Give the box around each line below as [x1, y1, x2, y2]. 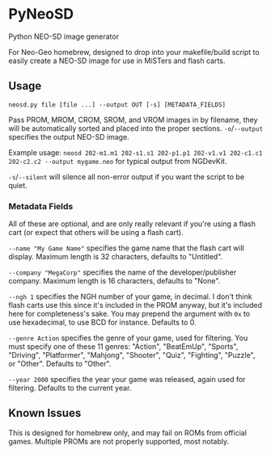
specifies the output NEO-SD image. [8, 132, 129, 141]
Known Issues [8, 406, 82, 420]
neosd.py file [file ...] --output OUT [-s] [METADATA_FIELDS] [8, 100, 227, 109]
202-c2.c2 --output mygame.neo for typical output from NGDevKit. [8, 156, 227, 166]
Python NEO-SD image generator [8, 32, 120, 41]
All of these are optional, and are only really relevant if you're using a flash [8, 219, 256, 229]
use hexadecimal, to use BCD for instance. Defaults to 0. [8, 317, 197, 327]
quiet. [8, 180, 28, 190]
